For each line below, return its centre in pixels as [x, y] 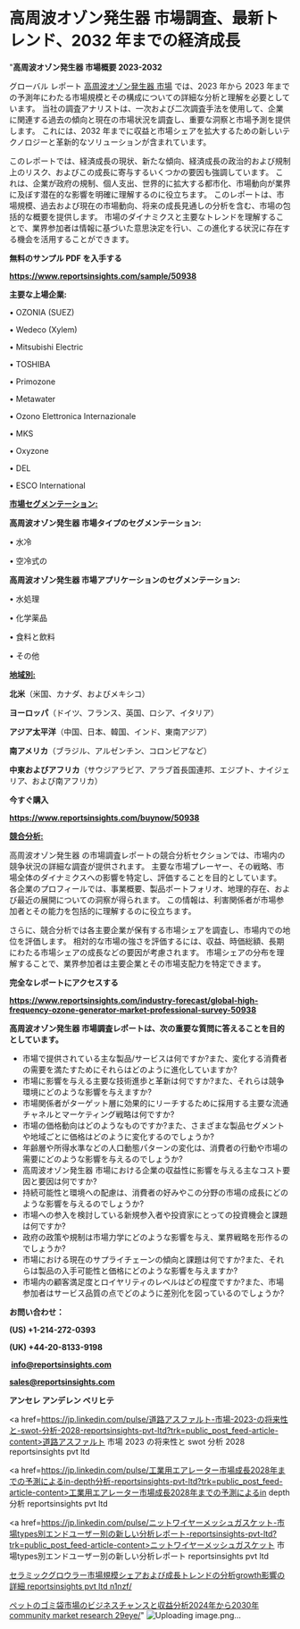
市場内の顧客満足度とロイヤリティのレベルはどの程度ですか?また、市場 [153, 1281]
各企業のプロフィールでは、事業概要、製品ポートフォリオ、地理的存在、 [142, 888]
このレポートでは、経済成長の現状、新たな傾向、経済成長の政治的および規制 [150, 161]
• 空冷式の [28, 560]
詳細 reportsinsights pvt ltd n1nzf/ [71, 1586]
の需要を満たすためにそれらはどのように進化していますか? [130, 1070]
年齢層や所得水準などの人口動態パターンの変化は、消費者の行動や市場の [155, 1147]
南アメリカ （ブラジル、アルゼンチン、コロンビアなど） [111, 751]
